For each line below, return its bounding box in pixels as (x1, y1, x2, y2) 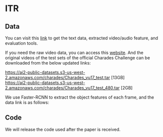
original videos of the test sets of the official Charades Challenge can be (5, 55, 150, 61)
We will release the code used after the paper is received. (5, 126, 121, 132)
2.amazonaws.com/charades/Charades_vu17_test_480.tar (5, 85, 120, 90)
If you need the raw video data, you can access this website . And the (5, 50, 144, 55)
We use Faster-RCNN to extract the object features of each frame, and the (5, 94, 154, 100)
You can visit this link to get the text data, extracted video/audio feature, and (5, 35, 158, 41)
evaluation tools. (5, 40, 38, 46)
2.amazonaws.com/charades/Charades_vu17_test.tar (5, 75, 110, 80)
